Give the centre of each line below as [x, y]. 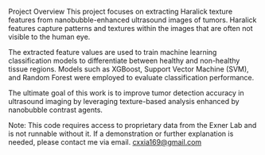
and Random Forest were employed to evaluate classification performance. [131, 77]
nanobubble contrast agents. [56, 110]
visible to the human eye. [49, 37]
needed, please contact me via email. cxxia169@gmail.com [105, 142]
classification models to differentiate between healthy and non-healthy [124, 60]
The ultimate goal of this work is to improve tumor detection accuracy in [126, 93]
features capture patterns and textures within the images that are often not [131, 28]
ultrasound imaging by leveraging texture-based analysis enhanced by [124, 101]
